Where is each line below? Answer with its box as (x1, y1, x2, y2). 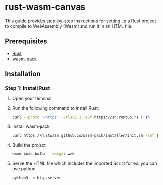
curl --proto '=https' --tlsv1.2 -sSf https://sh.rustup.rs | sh (12, 115, 150, 120)
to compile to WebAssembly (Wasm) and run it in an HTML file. (5, 23, 133, 29)
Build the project (12, 142, 46, 148)
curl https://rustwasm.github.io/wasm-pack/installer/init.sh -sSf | (12, 133, 159, 138)
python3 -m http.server (12, 175, 62, 181)
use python (12, 166, 36, 172)
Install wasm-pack (12, 123, 50, 129)
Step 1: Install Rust (5, 85, 50, 92)
